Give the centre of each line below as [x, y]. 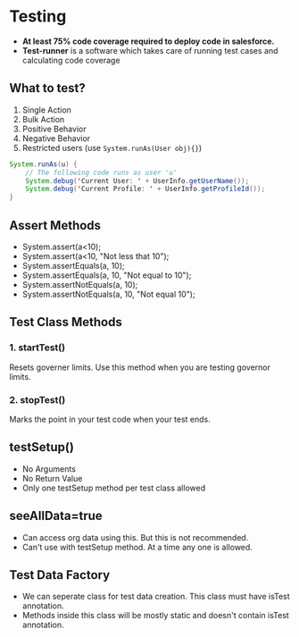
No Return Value [52, 478]
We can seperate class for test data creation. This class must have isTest [156, 597]
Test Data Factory [60, 575]
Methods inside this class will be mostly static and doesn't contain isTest [156, 616]
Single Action [46, 110]
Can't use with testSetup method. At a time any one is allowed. [137, 547]
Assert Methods [55, 225]
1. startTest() [37, 348]
